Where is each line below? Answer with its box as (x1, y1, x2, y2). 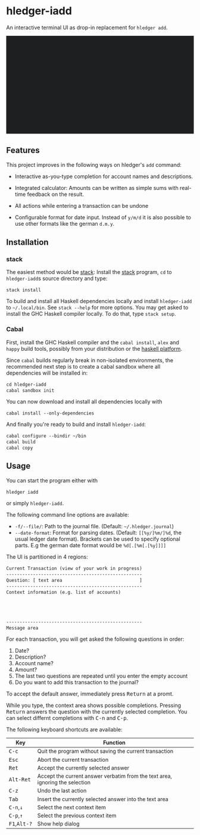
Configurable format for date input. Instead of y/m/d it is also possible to (14, 213, 192, 221)
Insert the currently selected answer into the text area (37, 795, 168, 802)
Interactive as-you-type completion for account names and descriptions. (14, 173, 193, 180)
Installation (6, 237, 49, 248)
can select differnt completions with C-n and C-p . (6, 714, 129, 721)
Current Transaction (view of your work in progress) (6, 565, 143, 571)
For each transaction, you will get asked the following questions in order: (6, 635, 185, 643)
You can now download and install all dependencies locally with (6, 398, 162, 405)
